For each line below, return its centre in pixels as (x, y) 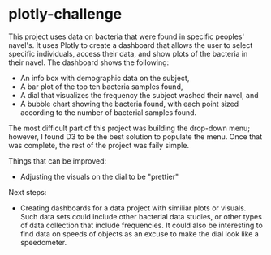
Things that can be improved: (58, 161)
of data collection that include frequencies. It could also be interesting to (142, 225)
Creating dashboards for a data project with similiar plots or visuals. (133, 208)
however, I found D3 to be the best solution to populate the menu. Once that (135, 136)
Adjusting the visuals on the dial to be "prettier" (99, 176)
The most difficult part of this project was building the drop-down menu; (129, 128)
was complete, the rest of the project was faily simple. (99, 145)
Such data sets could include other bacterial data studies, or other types (141, 216)
